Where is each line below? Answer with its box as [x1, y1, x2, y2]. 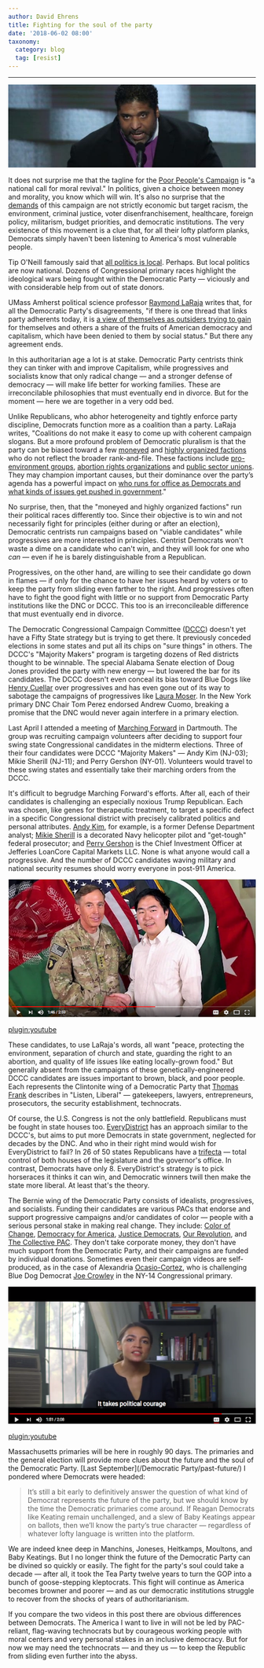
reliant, [8, 1626, 31, 1636]
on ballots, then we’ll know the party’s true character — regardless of [27, 1521, 251, 1530]
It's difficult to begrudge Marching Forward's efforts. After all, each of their [8, 788, 251, 798]
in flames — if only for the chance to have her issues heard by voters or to [8, 575, 248, 585]
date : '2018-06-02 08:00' [8, 29, 93, 37]
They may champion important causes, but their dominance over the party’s [8, 470, 254, 479]
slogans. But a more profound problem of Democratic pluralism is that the [8, 436, 246, 446]
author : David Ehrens [8, 13, 79, 20]
